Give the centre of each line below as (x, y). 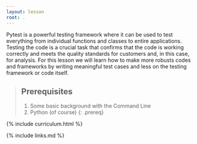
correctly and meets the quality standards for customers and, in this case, (98, 53)
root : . (16, 17)
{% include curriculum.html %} (45, 124)
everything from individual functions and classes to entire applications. (94, 41)
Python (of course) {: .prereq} (67, 112)
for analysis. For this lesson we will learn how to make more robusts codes (98, 60)
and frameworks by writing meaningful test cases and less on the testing (96, 66)
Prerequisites (47, 91)
